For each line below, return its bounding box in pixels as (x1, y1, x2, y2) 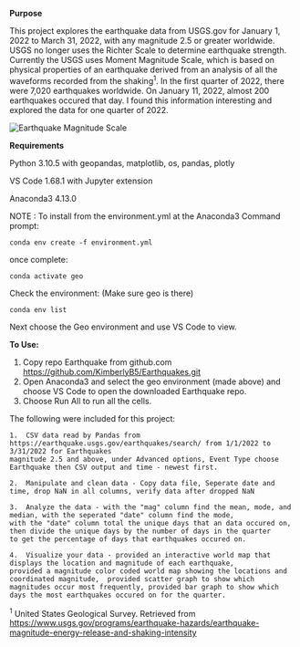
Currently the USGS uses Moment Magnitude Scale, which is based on (9, 55, 275, 65)
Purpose (9, 8, 43, 18)
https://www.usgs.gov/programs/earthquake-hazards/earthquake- (9, 618, 260, 629)
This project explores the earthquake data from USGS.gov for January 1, (9, 26, 281, 36)
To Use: (9, 339, 39, 350)
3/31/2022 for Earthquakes (9, 446, 112, 455)
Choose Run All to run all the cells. (22, 395, 152, 406)
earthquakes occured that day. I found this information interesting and (9, 95, 272, 106)
